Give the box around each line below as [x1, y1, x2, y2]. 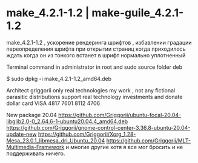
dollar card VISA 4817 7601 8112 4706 [6, 100, 101, 107]
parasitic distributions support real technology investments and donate [6, 93, 183, 100]
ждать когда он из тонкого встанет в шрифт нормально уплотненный [6, 51, 186, 59]
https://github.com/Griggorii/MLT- [106, 136, 191, 144]
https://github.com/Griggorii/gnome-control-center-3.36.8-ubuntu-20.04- [6, 124, 191, 131]
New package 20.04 [6, 111, 58, 118]
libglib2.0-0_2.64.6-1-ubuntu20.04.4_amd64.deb [6, 118, 128, 125]
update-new [6, 130, 37, 138]
